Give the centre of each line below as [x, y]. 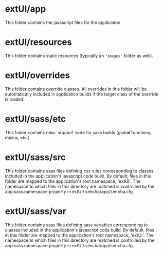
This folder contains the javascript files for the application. [63, 22]
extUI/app [26, 9]
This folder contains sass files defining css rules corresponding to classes [79, 171]
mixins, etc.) [18, 137]
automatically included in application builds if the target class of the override [82, 94]
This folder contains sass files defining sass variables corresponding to [76, 225]
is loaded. [15, 99]
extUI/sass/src [36, 157]
